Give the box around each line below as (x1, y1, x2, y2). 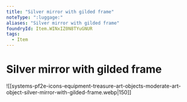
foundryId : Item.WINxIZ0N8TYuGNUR (6, 25, 93, 32)
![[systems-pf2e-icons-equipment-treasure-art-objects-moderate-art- (6, 82, 182, 89)
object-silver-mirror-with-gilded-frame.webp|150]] (6, 88, 132, 96)
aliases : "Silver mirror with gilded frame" (6, 20, 120, 26)
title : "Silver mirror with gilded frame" (6, 8, 114, 15)
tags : (6, 31, 20, 37)
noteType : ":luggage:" (6, 14, 63, 20)
